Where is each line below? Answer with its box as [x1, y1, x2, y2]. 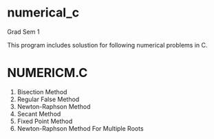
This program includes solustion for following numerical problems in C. [7, 41, 208, 49]
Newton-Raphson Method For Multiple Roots [17, 124, 144, 132]
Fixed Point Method [17, 117, 73, 125]
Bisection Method [17, 87, 67, 96]
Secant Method [17, 109, 61, 118]
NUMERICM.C [7, 65, 88, 81]
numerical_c [7, 5, 80, 21]
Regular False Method [17, 95, 80, 103]
